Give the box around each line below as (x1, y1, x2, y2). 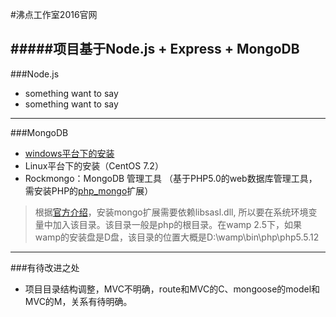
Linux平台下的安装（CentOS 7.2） (24, 159, 164, 172)
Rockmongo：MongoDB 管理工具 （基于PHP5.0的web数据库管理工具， (24, 172, 318, 184)
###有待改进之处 (10, 261, 80, 273)
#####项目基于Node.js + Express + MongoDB (10, 41, 300, 58)
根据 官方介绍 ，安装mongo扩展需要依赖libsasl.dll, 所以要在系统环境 (34, 206, 309, 218)
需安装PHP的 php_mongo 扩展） (24, 184, 154, 197)
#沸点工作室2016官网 (10, 9, 98, 20)
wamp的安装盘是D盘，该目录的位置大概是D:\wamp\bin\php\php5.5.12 (34, 231, 320, 243)
